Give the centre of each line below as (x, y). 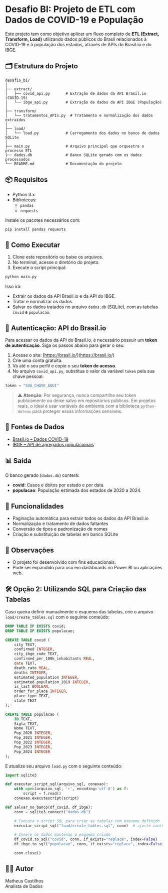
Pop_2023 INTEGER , (33, 747)
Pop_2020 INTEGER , (33, 733)
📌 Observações (29, 550)
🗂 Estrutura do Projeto (42, 66)
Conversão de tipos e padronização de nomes (60, 529)
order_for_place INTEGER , (41, 691)
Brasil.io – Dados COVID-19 (40, 439)
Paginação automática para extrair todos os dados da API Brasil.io (80, 519)
